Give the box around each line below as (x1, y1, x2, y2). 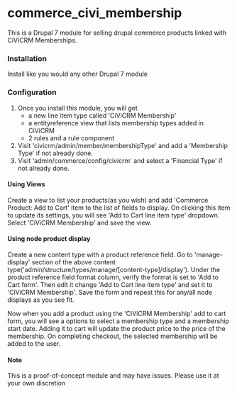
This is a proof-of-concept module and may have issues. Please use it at (7, 371, 219, 380)
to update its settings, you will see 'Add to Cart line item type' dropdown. (7, 210, 220, 219)
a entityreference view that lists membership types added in (28, 118, 204, 127)
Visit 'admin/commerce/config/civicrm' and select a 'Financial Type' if (17, 156, 223, 164)
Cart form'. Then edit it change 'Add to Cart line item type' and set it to (7, 280, 213, 288)
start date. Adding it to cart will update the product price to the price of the (7, 324, 226, 332)
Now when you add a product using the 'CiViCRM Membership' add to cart (7, 309, 226, 317)
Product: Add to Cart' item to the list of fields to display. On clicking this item (7, 203, 231, 212)
